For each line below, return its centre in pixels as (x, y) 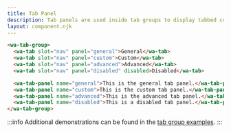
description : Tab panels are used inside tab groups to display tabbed (112, 20)
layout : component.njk (40, 26)
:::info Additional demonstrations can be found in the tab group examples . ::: (115, 122)
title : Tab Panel (32, 13)
